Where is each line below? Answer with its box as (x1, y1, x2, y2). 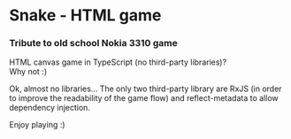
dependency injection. (9, 103, 91, 113)
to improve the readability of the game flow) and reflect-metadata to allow (9, 93, 279, 104)
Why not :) (9, 66, 47, 77)
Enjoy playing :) (9, 120, 65, 130)
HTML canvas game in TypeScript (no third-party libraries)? (9, 57, 227, 67)
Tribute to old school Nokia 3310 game (9, 37, 179, 50)
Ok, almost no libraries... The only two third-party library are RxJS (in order (9, 83, 282, 94)
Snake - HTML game (9, 5, 162, 26)
